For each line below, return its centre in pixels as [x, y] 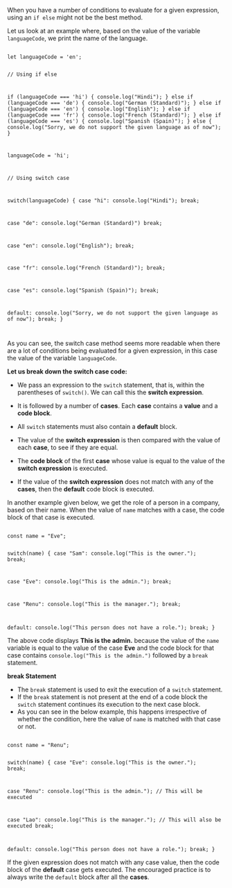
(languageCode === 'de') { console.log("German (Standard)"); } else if [114, 103]
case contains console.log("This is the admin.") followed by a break [108, 655]
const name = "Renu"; [38, 746]
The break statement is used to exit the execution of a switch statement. [120, 689]
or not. [27, 727]
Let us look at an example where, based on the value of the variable [104, 31]
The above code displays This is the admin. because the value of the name [113, 641]
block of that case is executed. [51, 517]
